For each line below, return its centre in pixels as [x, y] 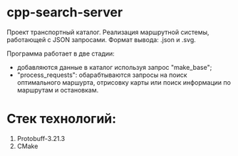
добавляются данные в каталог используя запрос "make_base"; [114, 67]
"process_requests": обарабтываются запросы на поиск [102, 75]
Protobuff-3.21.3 [41, 138]
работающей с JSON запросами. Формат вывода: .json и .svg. [102, 39]
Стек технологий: [62, 119]
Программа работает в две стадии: [61, 53]
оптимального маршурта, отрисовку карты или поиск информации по [124, 82]
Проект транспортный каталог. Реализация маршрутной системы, [108, 32]
